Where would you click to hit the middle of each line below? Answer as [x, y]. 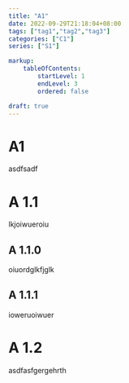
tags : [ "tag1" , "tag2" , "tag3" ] [60, 31]
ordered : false [63, 91]
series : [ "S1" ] [34, 46]
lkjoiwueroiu [29, 224]
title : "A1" [28, 16]
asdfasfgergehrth [37, 370]
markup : [21, 61]
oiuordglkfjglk [31, 270]
